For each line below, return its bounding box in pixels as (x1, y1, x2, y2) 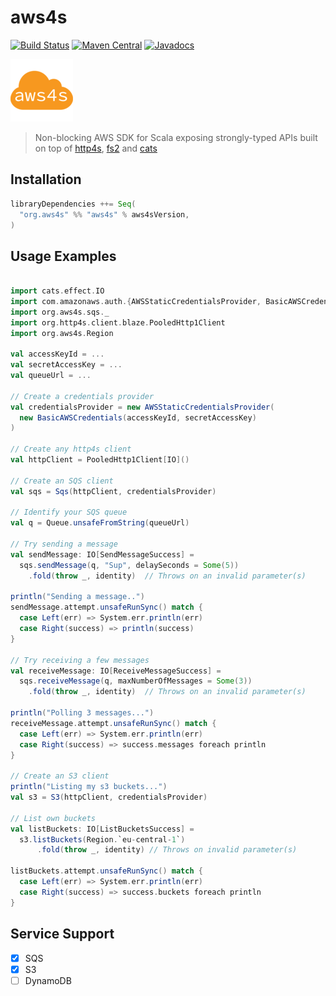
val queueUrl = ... (10, 371, 92, 381)
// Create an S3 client (10, 771, 110, 781)
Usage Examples (10, 247, 117, 265)
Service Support (10, 926, 115, 943)
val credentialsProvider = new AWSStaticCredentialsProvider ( (10, 402, 275, 412)
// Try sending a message (10, 539, 118, 550)
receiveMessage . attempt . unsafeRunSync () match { (10, 718, 217, 728)
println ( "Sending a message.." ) (10, 592, 145, 602)
